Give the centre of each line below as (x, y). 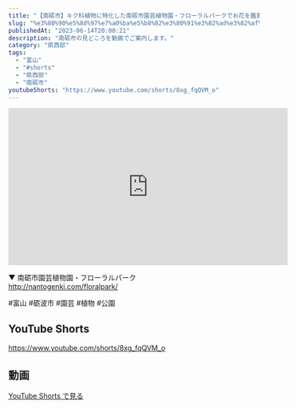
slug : (17, 23)
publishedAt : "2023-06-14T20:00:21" (69, 30)
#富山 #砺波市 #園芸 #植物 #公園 (62, 303)
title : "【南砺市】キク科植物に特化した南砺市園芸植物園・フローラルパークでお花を (130, 16)
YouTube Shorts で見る (46, 396)
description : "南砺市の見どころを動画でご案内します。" (91, 38)
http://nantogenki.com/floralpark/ (63, 287)
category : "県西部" (39, 46)
